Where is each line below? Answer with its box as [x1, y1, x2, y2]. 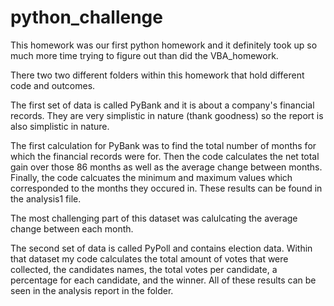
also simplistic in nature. [10, 120, 110, 132]
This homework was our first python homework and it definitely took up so [10, 39, 318, 51]
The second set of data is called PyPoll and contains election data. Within [10, 242, 313, 254]
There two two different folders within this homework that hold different [10, 69, 305, 81]
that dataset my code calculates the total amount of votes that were [10, 252, 289, 265]
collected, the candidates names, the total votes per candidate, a [10, 263, 278, 275]
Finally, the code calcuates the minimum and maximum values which [10, 171, 293, 183]
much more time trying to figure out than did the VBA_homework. [10, 49, 279, 61]
